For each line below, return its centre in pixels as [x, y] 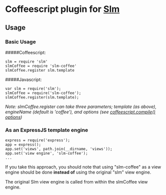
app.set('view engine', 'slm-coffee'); [47, 153]
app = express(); [23, 145]
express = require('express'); [38, 140]
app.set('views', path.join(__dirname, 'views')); [59, 149]
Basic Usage [21, 42]
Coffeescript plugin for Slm [62, 9]
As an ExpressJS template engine [47, 130]
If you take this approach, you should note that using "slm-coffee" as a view [83, 167]
